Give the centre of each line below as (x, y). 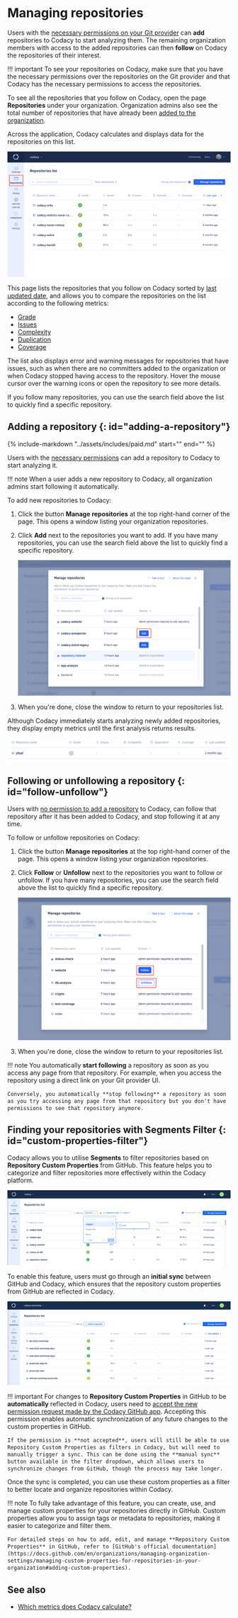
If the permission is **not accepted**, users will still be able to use (119, 1441)
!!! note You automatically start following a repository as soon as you (108, 1065)
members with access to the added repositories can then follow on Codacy (118, 47)
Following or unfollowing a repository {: (96, 781)
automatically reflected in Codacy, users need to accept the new (103, 1404)
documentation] (195, 1547)
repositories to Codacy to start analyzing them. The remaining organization (117, 40)
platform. (21, 1180)
